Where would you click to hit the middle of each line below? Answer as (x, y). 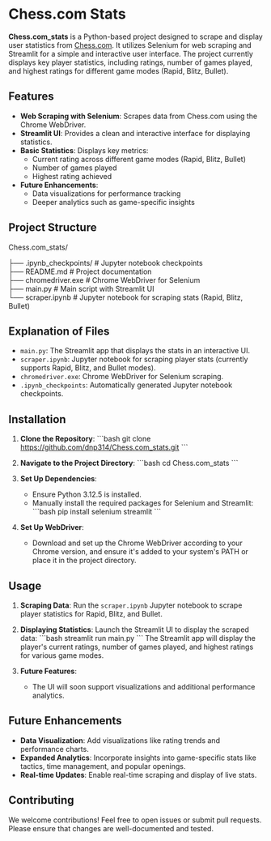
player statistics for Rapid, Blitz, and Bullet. (91, 614)
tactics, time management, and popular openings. (103, 766)
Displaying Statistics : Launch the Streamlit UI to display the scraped (134, 630)
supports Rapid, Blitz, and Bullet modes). (88, 368)
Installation (37, 419)
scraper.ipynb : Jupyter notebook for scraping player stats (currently (134, 359)
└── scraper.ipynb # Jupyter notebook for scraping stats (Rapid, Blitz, (126, 297)
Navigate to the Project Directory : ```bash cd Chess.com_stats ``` (129, 463)
